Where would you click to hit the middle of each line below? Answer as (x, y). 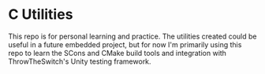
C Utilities (41, 15)
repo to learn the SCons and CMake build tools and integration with (118, 53)
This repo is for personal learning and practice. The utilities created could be (132, 36)
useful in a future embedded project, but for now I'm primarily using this (125, 44)
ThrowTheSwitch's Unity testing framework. (80, 61)
